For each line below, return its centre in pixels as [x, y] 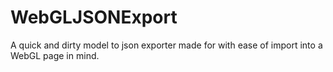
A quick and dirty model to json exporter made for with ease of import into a [166, 45]
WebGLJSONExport [94, 17]
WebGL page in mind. [55, 55]
